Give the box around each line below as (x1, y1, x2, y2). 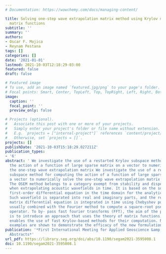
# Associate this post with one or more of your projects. (5, 122, 134, 127)
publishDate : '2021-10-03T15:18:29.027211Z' (5, 145, 98, 150)
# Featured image (5, 80, 41, 86)
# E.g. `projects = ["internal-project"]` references (5, 131, 123, 136)
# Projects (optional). (5, 117, 54, 122)
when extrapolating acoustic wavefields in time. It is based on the (9, 186, 156, 191)
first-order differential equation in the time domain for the (9, 191, 142, 196)
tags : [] (5, 48, 23, 53)
